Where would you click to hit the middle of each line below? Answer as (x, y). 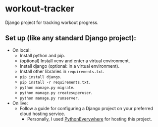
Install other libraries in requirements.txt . (62, 71)
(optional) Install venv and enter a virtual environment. (75, 61)
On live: (20, 103)
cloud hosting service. (42, 114)
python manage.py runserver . (49, 98)
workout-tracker (40, 9)
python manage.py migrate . (47, 87)
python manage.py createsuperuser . (56, 92)
